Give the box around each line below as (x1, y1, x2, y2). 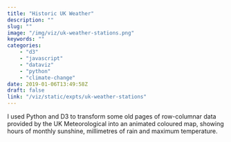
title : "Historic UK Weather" (7, 10, 95, 17)
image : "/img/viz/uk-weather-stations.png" (7, 29, 135, 37)
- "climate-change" (19, 74, 76, 81)
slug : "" (7, 23, 33, 30)
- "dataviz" (19, 61, 54, 68)
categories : (7, 42, 41, 49)
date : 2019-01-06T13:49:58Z (7, 81, 89, 88)
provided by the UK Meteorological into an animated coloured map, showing (7, 120, 225, 128)
